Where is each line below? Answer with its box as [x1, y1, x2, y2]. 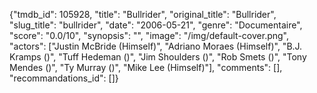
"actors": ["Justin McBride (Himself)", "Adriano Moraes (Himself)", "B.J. [9, 40, 303, 52]
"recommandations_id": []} [9, 72, 119, 84]
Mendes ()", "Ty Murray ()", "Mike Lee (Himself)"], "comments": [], [9, 62, 283, 73]
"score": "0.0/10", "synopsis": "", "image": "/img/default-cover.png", [9, 30, 290, 41]
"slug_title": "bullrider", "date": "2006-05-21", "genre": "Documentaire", [9, 19, 303, 31]
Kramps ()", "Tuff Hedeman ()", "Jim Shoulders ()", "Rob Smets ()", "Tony [9, 51, 307, 63]
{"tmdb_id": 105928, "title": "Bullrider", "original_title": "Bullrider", [9, 9, 277, 20]
